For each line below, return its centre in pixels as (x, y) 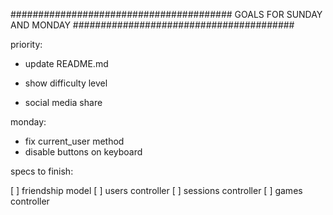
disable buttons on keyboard (83, 152)
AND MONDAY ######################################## (152, 25)
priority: (26, 44)
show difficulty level (66, 83)
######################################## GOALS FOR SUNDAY (166, 14)
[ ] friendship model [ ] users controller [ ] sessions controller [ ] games (156, 190)
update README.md (66, 63)
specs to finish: (42, 171)
